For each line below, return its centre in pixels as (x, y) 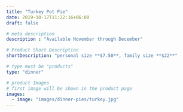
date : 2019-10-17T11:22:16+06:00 (48, 17)
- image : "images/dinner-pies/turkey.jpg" (65, 99)
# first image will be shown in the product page (69, 88)
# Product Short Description (42, 50)
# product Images (28, 83)
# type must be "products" (40, 66)
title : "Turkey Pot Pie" (37, 12)
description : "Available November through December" (75, 40)
